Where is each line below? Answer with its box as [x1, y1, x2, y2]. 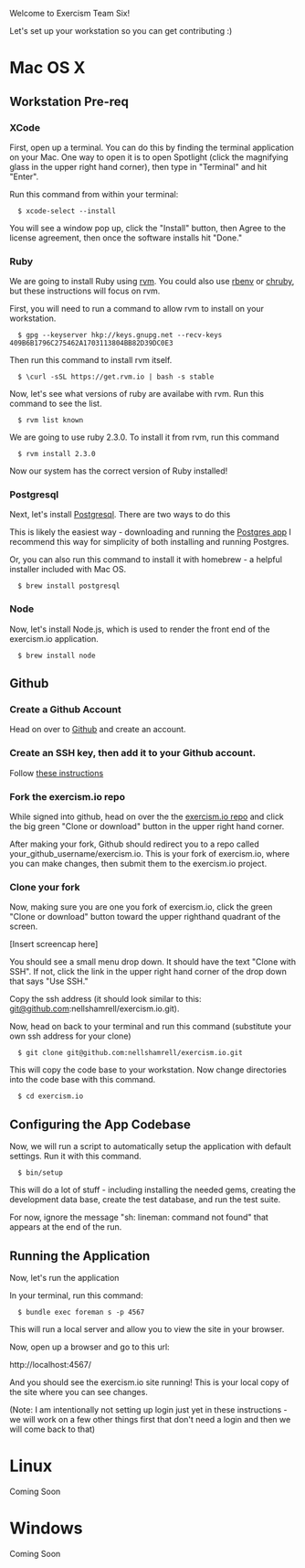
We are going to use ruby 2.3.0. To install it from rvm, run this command [9, 432, 280, 443]
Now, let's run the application [9, 1272, 120, 1283]
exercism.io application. [9, 633, 99, 644]
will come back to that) [9, 1424, 96, 1435]
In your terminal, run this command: [9, 1289, 143, 1301]
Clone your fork [9, 880, 80, 893]
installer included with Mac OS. [9, 564, 127, 575]
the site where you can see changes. [9, 1386, 148, 1397]
